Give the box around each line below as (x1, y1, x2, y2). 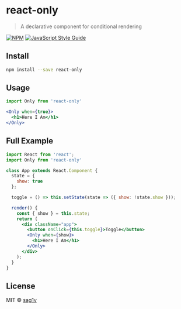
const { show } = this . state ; (16, 210, 90, 217)
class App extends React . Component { (6, 167, 98, 173)
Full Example (6, 136, 54, 146)
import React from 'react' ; (6, 152, 75, 157)
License (6, 281, 36, 291)
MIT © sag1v (6, 297, 37, 304)
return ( (16, 216, 38, 222)
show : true (16, 178, 43, 184)
